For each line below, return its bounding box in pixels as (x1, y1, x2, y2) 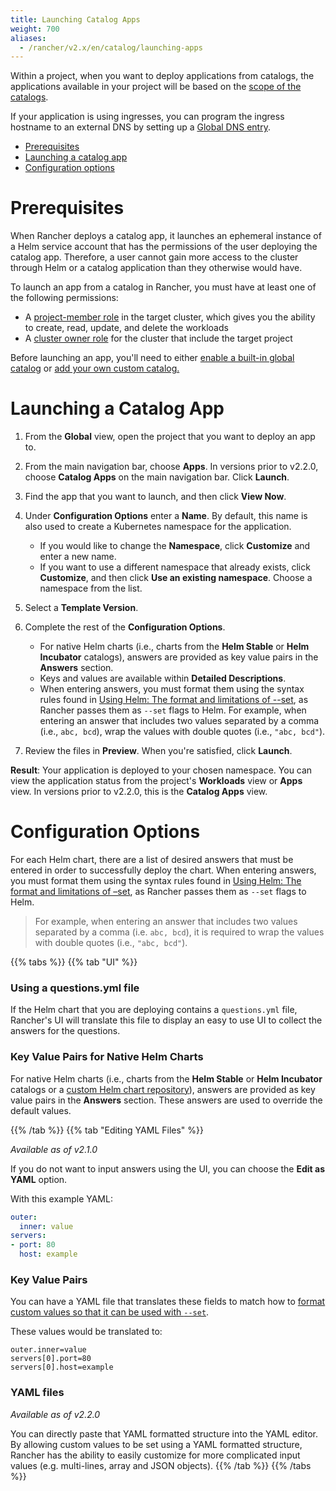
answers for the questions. (10, 1025, 121, 1037)
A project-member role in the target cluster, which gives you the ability (24, 311, 316, 323)
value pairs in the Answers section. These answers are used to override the (10, 1094, 323, 1106)
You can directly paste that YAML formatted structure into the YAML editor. (10, 1427, 319, 1440)
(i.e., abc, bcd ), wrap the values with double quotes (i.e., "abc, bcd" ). (39, 726, 326, 738)
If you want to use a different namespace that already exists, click (39, 561, 311, 573)
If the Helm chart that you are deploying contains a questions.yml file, (10, 1004, 298, 1016)
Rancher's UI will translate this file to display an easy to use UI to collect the (10, 1014, 323, 1026)
